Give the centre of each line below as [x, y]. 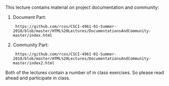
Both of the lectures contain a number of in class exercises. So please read [85, 73]
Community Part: [31, 45]
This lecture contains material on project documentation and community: [82, 7]
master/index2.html [34, 63]
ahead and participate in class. [38, 78]
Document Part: [29, 17]
